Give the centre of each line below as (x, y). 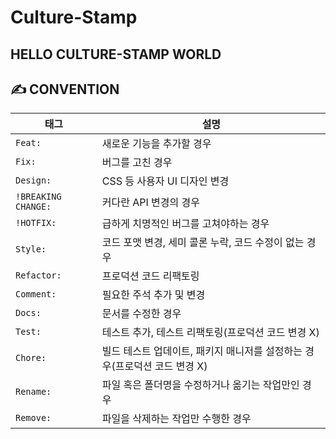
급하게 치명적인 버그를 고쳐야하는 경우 (185, 224)
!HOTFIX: (36, 223)
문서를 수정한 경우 (141, 314)
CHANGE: (33, 207)
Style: (31, 249)
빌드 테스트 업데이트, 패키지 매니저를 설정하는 (202, 351)
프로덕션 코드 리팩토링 (150, 276)
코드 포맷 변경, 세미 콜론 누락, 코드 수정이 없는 (203, 243)
